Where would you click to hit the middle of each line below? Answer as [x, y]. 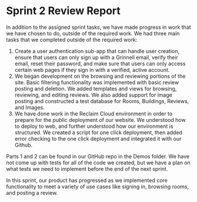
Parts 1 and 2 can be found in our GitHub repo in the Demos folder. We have [98, 156]
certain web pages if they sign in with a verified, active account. [92, 69]
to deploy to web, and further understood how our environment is [94, 126]
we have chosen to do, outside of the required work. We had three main [93, 33]
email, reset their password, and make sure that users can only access [100, 64]
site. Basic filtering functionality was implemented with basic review [97, 82]
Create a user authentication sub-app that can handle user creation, [97, 51]
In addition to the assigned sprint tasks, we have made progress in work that [98, 27]
